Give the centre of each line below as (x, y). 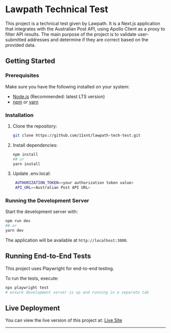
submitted (16, 40)
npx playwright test (27, 287)
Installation (20, 115)
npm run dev (18, 221)
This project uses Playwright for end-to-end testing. (60, 268)
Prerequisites (22, 76)
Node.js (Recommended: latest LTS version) (59, 96)
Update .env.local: (32, 173)
